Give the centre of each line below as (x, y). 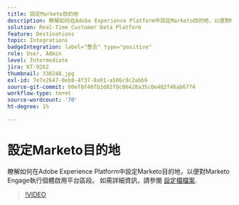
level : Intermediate (38, 61)
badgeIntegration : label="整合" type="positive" (80, 47)
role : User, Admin (34, 54)
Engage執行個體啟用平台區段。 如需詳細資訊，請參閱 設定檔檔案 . (102, 180)
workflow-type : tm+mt (39, 93)
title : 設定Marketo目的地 (43, 14)
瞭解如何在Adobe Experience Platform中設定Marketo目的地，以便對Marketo (118, 171)
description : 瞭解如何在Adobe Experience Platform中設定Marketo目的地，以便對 (119, 21)
